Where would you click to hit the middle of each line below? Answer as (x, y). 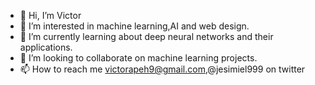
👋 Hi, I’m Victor (50, 15)
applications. (46, 47)
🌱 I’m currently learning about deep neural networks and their (146, 36)
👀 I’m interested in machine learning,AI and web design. (134, 26)
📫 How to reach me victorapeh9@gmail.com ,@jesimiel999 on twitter (162, 69)
